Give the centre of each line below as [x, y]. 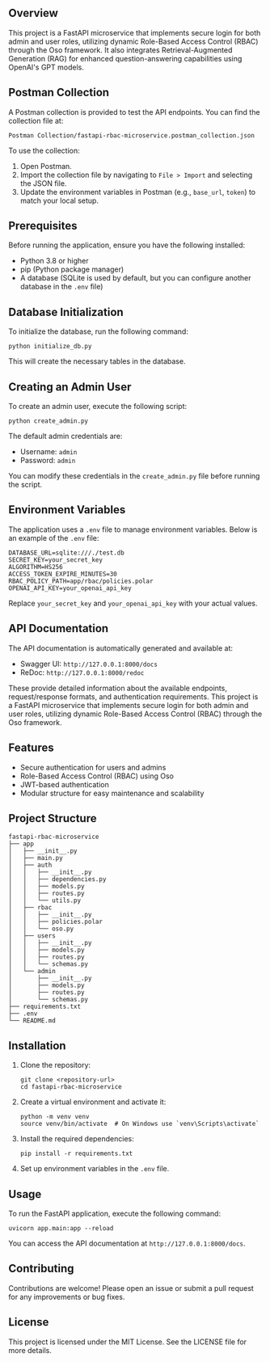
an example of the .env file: [54, 538]
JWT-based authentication [64, 784]
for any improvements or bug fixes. [67, 1297]
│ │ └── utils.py [45, 900]
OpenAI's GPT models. [46, 67]
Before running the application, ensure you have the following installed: [127, 245]
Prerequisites [43, 226]
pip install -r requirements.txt [76, 1154]
